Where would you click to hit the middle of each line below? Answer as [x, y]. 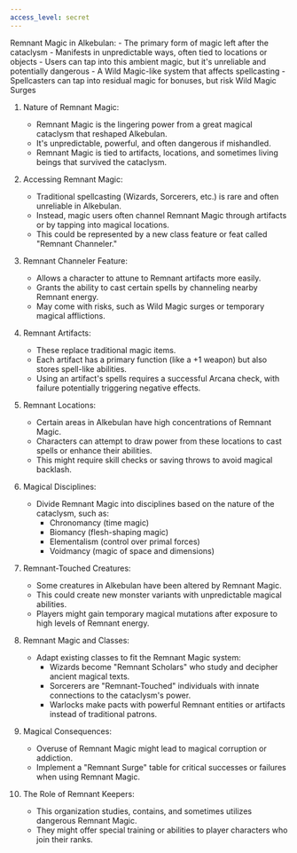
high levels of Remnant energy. [93, 623]
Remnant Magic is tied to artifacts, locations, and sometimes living [157, 153]
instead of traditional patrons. [103, 714]
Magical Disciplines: [59, 486]
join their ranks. [65, 839]
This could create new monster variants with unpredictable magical [159, 595]
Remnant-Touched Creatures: [77, 568]
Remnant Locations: [59, 405]
